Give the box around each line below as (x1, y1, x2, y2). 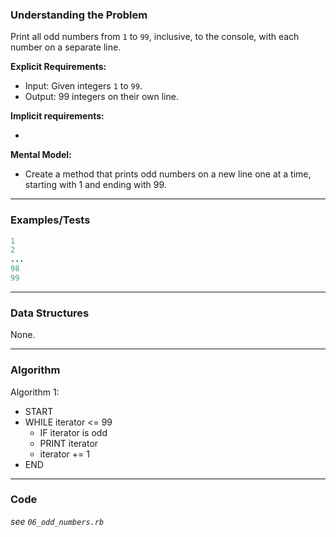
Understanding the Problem (10, 8, 148, 22)
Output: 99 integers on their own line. (24, 91, 179, 103)
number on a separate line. (10, 41, 122, 53)
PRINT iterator (39, 437, 99, 449)
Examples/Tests (10, 213, 91, 227)
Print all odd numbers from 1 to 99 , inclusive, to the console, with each (10, 31, 300, 43)
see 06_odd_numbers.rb (10, 515, 105, 527)
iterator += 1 (39, 448, 90, 460)
